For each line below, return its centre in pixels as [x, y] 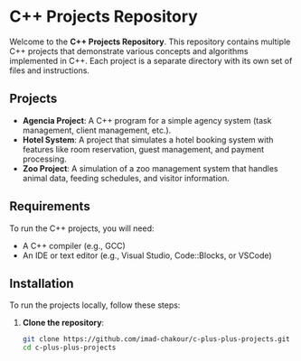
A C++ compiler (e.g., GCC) [74, 245]
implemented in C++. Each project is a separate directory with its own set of [151, 60]
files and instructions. [50, 70]
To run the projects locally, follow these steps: [95, 305]
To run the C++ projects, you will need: [82, 228]
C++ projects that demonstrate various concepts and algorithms [129, 51]
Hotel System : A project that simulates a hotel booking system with [148, 139]
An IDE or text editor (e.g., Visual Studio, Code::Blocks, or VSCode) [147, 255]
